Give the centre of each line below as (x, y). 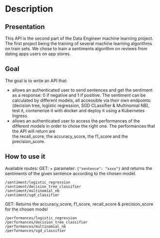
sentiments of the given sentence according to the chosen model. (71, 173)
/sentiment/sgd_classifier (32, 195)
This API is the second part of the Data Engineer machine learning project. (79, 38)
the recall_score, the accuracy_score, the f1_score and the (70, 136)
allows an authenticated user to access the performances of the (76, 121)
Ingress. (20, 116)
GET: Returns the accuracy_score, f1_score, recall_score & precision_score (79, 204)
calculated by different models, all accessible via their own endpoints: (82, 100)
